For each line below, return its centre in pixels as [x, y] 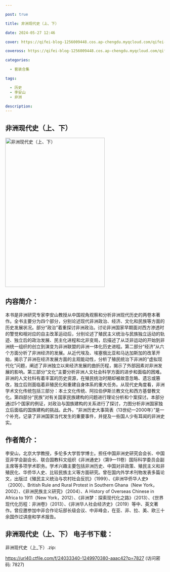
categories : [18, 60]
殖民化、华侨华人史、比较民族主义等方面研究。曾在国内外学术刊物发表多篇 [83, 472]
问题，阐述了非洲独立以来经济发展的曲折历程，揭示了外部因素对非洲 [87, 365]
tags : [11, 79]
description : [19, 106]
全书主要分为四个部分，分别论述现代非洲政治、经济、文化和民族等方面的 [89, 321]
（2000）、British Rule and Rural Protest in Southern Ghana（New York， [81, 485]
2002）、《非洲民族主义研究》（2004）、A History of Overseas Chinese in [80, 491]
